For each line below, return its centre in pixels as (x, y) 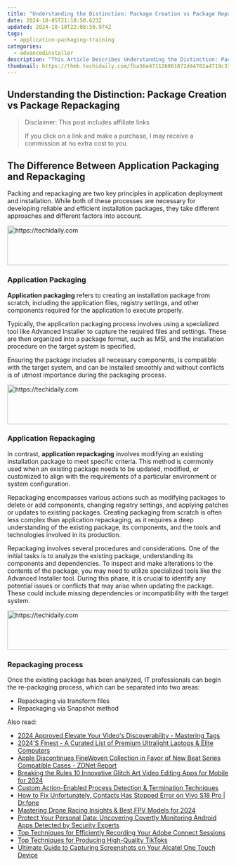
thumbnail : (23, 66)
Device (28, 855)
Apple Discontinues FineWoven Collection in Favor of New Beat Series (119, 758)
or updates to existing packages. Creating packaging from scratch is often (115, 512)
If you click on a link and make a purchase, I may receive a (109, 136)
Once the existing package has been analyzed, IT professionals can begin (114, 680)
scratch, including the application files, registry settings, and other (103, 302)
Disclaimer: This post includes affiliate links (87, 122)
